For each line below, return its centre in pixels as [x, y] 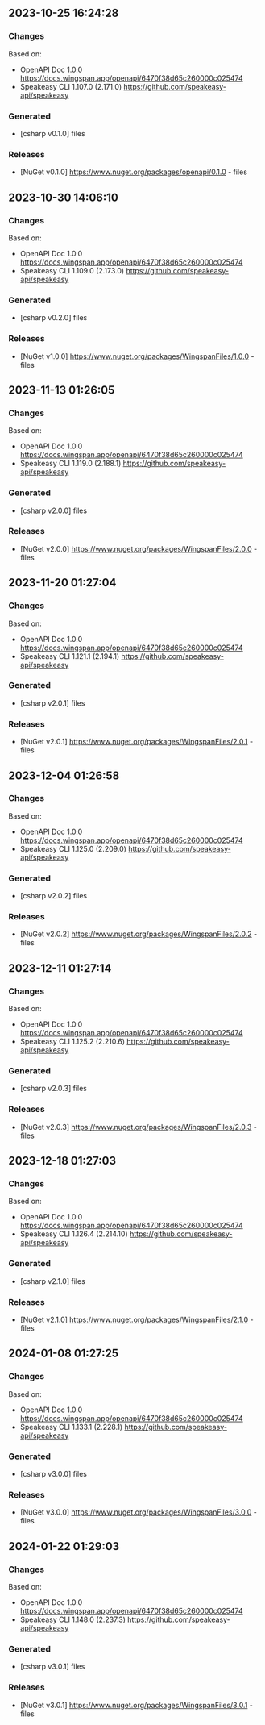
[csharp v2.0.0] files [53, 510]
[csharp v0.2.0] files [54, 318]
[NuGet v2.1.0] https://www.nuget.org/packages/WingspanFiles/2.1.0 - [137, 1319]
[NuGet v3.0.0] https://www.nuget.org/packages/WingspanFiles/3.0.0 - [139, 1512]
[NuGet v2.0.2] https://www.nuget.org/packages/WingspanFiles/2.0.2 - [139, 934]
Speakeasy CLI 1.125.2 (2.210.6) [72, 1042]
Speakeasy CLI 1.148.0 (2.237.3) [73, 1619]
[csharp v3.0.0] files [53, 1473]
